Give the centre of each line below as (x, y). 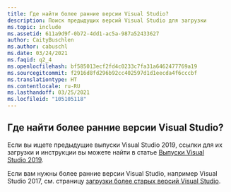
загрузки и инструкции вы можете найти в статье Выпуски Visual (106, 152)
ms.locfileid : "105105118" (47, 100)
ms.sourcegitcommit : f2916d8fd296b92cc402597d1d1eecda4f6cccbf (102, 73)
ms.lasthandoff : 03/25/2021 (49, 92)
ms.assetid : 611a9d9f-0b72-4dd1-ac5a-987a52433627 (83, 34)
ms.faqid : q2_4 (30, 60)
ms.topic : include (34, 27)
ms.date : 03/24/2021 (38, 54)
